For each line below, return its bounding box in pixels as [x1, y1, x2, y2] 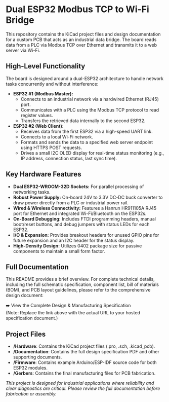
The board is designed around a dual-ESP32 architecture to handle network [6, 75, 164, 82]
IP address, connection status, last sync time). [20, 155, 117, 161]
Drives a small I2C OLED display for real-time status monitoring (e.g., [20, 150, 164, 156]
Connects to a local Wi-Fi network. [20, 133, 93, 140]
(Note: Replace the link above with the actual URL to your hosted [6, 310, 141, 316]
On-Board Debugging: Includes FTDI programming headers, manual [13, 215, 156, 222]
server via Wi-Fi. [6, 47, 40, 53]
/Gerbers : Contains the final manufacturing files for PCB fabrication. [13, 370, 156, 376]
